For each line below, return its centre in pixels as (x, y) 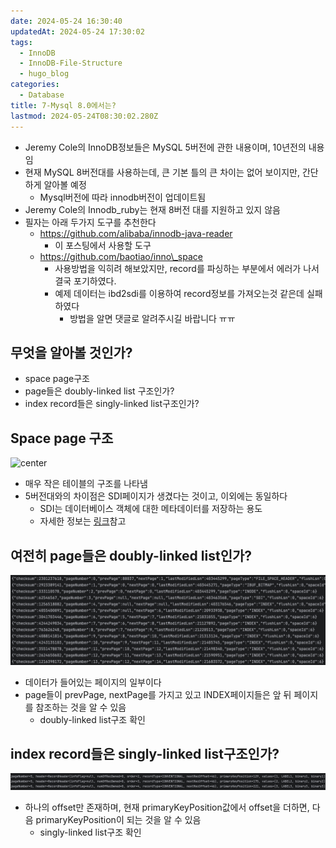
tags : (21, 42)
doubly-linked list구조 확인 (92, 719)
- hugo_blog (44, 74)
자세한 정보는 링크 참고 (83, 521)
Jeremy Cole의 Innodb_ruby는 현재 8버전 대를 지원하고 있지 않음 (152, 209)
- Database (42, 95)
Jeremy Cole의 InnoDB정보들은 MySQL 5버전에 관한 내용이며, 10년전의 (165, 147)
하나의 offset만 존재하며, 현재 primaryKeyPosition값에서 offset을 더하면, (167, 807)
